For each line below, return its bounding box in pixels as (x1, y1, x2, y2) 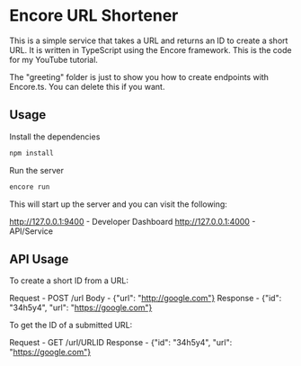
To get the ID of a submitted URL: (9, 320, 133, 331)
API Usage (9, 251, 69, 266)
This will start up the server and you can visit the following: (9, 199, 227, 210)
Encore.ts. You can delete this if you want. (9, 81, 165, 92)
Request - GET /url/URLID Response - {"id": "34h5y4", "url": (9, 337, 233, 348)
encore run (9, 182, 50, 192)
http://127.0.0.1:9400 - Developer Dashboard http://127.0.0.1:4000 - (9, 216, 256, 227)
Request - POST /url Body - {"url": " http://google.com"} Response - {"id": (9, 293, 282, 304)
